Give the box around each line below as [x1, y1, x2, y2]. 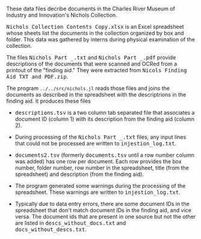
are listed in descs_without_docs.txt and [14, 219, 126, 226]
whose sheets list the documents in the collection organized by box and [6, 29, 184, 37]
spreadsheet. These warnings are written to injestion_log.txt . [14, 189, 181, 196]
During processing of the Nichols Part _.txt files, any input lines [14, 133, 187, 141]
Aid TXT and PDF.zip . [6, 73, 69, 80]
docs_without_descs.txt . [14, 226, 87, 233]
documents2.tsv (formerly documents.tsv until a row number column [14, 151, 194, 159]
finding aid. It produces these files [6, 97, 91, 104]
